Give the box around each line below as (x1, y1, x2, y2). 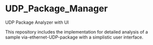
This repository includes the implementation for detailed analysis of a (5, 29, 148, 35)
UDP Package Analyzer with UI (5, 19, 69, 25)
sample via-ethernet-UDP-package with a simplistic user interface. (5, 34, 144, 40)
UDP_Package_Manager (5, 3, 108, 14)
